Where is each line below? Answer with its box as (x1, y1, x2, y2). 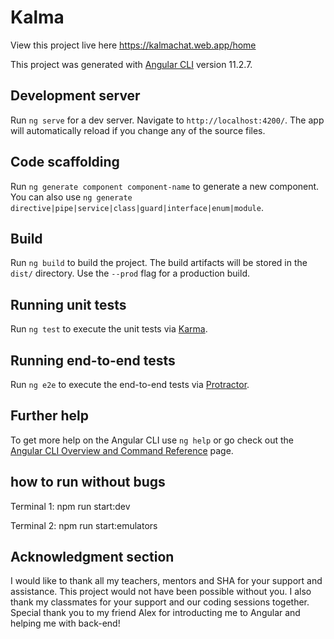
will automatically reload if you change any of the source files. (10, 124, 266, 136)
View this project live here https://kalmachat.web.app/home (10, 39, 257, 51)
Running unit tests (10, 296, 127, 313)
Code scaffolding (10, 154, 120, 171)
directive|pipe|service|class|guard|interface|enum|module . (10, 201, 264, 213)
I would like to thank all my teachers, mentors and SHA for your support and (10, 575, 323, 587)
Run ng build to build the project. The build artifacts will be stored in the (10, 257, 308, 269)
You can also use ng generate (10, 191, 133, 203)
